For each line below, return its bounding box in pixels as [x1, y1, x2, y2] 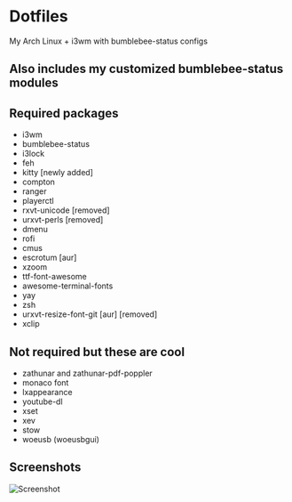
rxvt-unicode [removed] [21, 205, 110, 215]
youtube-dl [21, 396, 64, 407]
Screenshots [9, 460, 82, 475]
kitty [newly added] [21, 167, 93, 178]
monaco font [21, 376, 69, 388]
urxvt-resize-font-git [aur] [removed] [21, 309, 158, 320]
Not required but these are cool [9, 344, 185, 360]
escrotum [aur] [21, 252, 77, 263]
